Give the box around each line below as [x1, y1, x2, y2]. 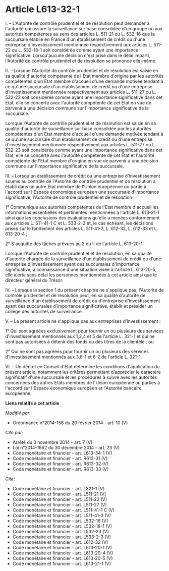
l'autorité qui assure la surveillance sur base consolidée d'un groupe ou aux [5, 25, 163, 31]
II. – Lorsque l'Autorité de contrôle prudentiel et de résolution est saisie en [5, 67, 158, 74]
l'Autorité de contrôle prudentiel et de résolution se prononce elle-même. [5, 58, 157, 64]
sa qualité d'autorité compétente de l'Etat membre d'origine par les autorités [5, 73, 164, 79]
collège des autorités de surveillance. [5, 308, 83, 314]
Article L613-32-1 [5, 4, 80, 15]
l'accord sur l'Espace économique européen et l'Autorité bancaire [5, 385, 142, 391]
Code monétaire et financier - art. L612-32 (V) [12, 539, 108, 545]
